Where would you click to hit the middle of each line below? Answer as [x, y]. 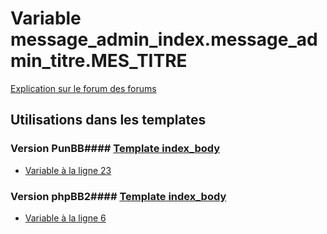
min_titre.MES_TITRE [99, 61]
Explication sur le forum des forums [83, 88]
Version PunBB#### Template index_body [115, 149]
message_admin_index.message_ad [164, 39]
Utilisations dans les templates [108, 120]
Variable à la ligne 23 [68, 170]
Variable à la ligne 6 [65, 218]
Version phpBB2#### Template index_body [118, 196]
